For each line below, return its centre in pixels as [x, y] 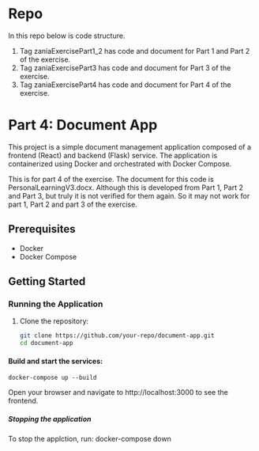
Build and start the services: [56, 361]
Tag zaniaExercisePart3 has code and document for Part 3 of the [125, 67]
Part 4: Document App [83, 125]
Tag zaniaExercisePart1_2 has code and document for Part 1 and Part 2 [135, 51]
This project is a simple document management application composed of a [129, 146]
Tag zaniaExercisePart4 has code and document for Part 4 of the [125, 85]
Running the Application [56, 304]
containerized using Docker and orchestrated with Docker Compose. [120, 164]
